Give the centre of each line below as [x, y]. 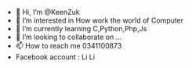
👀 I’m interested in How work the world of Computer [100, 20]
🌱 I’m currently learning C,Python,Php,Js [81, 29]
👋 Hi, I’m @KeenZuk [47, 12]
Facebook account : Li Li [55, 57]
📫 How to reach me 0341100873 [69, 46]
